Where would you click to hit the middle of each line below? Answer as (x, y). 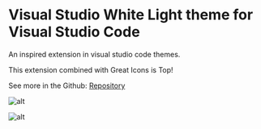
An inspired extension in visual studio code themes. (94, 54)
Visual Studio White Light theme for (131, 15)
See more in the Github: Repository (67, 85)
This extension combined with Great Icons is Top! (91, 69)
